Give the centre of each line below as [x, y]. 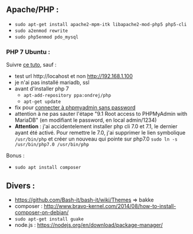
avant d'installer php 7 [42, 89]
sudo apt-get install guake [49, 219]
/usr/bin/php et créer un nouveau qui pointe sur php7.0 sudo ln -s [96, 139]
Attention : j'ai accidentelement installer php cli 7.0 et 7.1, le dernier [96, 126]
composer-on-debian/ [42, 212]
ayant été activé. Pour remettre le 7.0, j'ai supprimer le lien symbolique [100, 133]
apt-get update [42, 102]
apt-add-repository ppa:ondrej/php [67, 96]
